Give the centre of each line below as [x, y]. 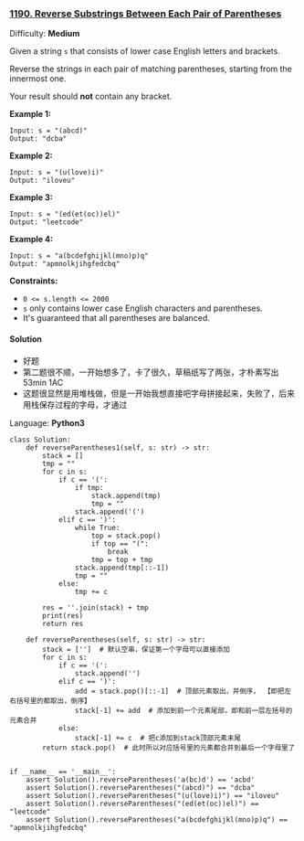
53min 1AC [43, 382]
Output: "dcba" [38, 139]
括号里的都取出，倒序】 [53, 701]
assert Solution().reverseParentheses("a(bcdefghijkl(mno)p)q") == [157, 820]
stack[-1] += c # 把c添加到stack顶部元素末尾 [158, 738]
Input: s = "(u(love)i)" [57, 173]
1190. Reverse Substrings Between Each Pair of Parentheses [146, 14]
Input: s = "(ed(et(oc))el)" [65, 214]
